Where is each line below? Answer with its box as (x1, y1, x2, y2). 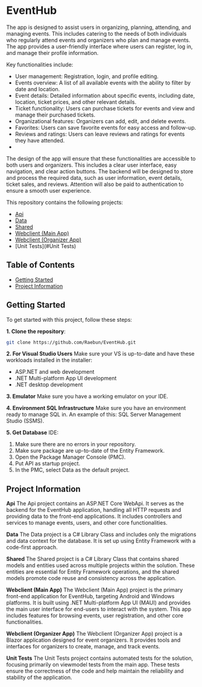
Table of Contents (6, 260, 75, 270)
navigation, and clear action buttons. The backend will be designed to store (6, 167, 194, 175)
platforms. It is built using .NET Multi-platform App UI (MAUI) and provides (6, 599, 191, 607)
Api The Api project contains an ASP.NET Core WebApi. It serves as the (6, 500, 184, 507)
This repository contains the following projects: (6, 199, 124, 206)
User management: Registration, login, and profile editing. (14, 72, 159, 80)
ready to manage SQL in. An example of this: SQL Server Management (6, 411, 181, 418)
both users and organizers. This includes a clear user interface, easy (6, 161, 177, 168)
